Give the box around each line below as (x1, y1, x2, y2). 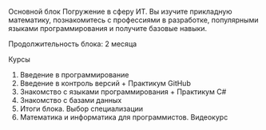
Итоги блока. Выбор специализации (19, 104, 144, 113)
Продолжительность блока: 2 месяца (8, 39, 137, 49)
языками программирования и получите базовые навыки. (8, 24, 208, 33)
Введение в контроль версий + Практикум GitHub (19, 79, 192, 88)
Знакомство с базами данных (19, 96, 122, 104)
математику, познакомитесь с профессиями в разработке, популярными (8, 15, 259, 25)
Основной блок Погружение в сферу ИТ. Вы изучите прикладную (8, 7, 233, 16)
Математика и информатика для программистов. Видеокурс (19, 112, 228, 122)
